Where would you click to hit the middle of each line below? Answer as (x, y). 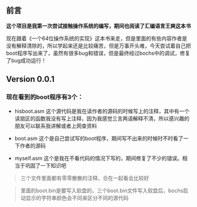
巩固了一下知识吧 (45, 165)
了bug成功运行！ (26, 60)
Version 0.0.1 (30, 79)
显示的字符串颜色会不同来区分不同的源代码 (77, 198)
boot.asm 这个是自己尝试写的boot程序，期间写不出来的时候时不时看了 (99, 138)
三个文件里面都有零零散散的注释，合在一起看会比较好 (85, 178)
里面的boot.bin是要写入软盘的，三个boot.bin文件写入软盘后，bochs (102, 191)
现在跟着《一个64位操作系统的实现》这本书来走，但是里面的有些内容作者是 (97, 38)
